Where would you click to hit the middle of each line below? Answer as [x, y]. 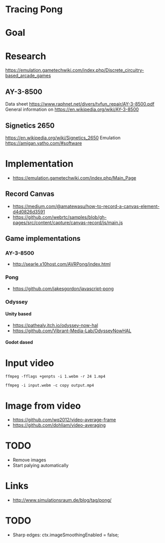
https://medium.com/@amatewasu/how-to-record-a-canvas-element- [86, 206]
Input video [30, 363]
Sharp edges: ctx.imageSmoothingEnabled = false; [66, 535]
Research [26, 56]
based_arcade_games [28, 76]
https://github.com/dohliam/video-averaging [59, 425]
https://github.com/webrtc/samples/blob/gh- [60, 217]
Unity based [19, 314]
